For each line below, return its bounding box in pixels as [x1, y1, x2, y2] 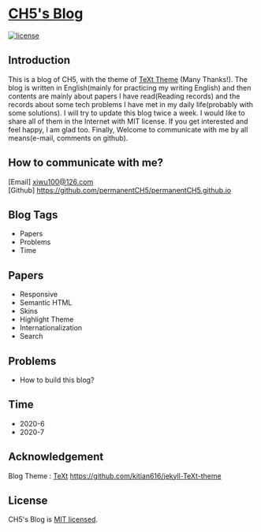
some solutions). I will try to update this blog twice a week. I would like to [8, 108, 246, 117]
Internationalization [19, 323, 83, 333]
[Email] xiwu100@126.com [8, 177, 94, 186]
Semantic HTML [19, 298, 73, 307]
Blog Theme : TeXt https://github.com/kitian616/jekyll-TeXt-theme [8, 471, 222, 481]
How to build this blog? [19, 375, 95, 385]
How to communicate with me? [8, 156, 164, 169]
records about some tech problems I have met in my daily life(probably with [8, 99, 254, 109]
